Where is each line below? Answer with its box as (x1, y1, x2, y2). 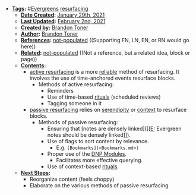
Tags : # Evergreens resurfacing (11, 5, 88, 12)
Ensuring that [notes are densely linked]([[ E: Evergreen (47, 125, 182, 132)
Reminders (47, 87, 74, 94)
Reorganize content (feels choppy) (29, 175, 115, 183)
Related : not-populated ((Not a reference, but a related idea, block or (20, 49, 190, 56)
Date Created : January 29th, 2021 (20, 11, 105, 18)
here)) (20, 43, 36, 50)
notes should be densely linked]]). (47, 131, 131, 139)
